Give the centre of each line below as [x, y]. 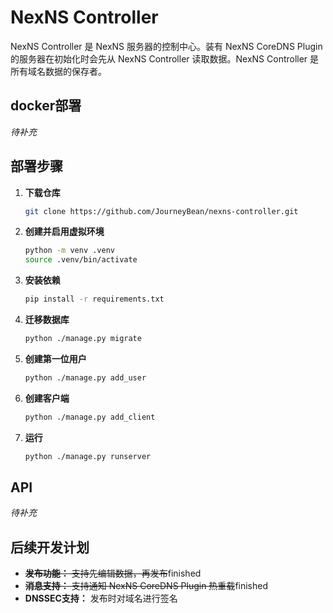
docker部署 [46, 106]
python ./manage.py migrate [83, 339]
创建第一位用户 [55, 358]
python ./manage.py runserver [88, 456]
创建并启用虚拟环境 [64, 232]
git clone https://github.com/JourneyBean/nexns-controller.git [161, 211]
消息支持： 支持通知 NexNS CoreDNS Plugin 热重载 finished [146, 586]
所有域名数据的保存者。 [58, 71]
